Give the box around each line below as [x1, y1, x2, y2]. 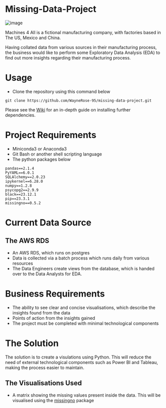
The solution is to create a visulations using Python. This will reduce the [5, 354, 152, 360]
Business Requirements [5, 288, 105, 299]
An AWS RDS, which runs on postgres [12, 250, 90, 255]
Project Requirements [5, 130, 97, 141]
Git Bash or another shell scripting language [12, 151, 103, 157]
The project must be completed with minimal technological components [12, 320, 159, 326]
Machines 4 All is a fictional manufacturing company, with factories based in [5, 29, 161, 35]
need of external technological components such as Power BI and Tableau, [5, 359, 159, 365]
